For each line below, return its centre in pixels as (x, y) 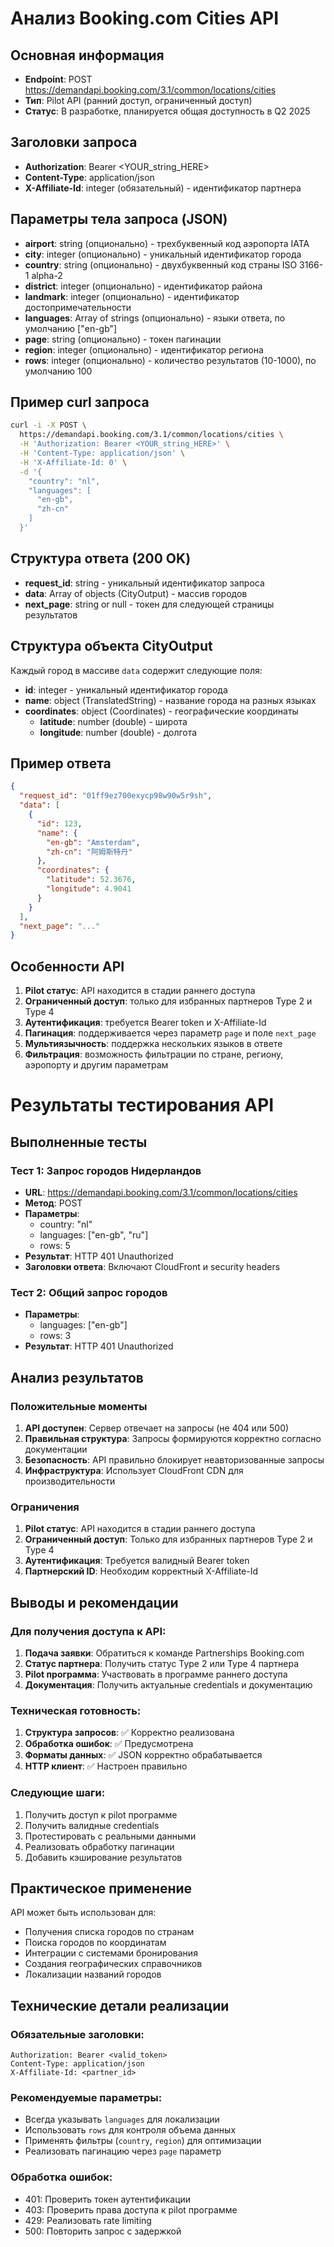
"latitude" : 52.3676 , (91, 880)
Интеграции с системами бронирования (111, 1953)
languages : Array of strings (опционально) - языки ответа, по (155, 318)
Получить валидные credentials (92, 1825)
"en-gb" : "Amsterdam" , (93, 842)
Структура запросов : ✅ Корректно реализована (129, 1733)
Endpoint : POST (58, 79)
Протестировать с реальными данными (110, 1836)
